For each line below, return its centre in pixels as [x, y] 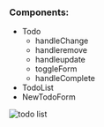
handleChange [62, 41]
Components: [39, 12]
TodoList [38, 88]
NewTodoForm [49, 97]
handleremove [61, 50]
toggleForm [56, 69]
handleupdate [60, 60]
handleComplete [65, 78]
